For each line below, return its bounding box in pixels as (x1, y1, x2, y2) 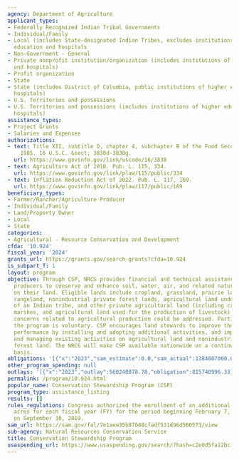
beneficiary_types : (7, 190, 65, 197)
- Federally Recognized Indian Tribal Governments (7, 24, 161, 31)
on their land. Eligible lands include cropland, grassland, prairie (14, 289, 224, 296)
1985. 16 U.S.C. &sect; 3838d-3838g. (20, 150, 132, 157)
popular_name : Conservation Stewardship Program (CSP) (7, 382, 174, 389)
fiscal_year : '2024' (7, 249, 69, 257)
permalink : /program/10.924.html (7, 375, 107, 382)
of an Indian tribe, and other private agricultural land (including (14, 302, 224, 310)
